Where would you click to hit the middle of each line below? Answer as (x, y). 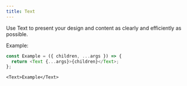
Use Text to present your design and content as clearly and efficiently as (94, 28)
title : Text (21, 11)
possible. (17, 34)
